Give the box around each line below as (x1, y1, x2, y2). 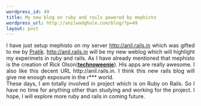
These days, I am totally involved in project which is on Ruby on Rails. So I (6, 80, 195, 87)
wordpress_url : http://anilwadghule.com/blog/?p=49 (6, 20, 138, 26)
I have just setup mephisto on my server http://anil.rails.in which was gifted (6, 42, 195, 49)
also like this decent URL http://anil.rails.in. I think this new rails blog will (6, 67, 195, 75)
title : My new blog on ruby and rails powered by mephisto (6, 14, 157, 20)
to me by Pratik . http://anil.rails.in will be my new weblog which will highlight (6, 49, 196, 56)
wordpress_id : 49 (6, 8, 50, 15)
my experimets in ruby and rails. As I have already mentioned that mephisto (6, 54, 195, 62)
